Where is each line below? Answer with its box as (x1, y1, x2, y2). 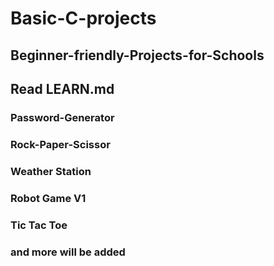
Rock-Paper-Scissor (10, 137, 111, 151)
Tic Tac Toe (10, 218, 68, 232)
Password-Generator (10, 110, 115, 124)
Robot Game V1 (10, 191, 87, 205)
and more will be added (10, 245, 126, 259)
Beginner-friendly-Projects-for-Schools (10, 47, 265, 64)
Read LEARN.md (10, 80, 115, 97)
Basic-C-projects (10, 7, 157, 30)
